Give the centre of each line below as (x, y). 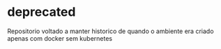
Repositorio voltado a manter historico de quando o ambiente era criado (110, 31)
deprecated (41, 12)
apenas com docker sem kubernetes (60, 38)
